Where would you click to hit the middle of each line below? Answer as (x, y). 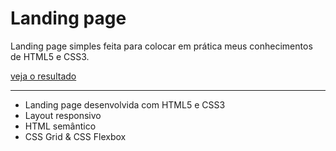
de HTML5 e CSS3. (50, 56)
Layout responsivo (63, 115)
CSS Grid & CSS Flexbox (75, 136)
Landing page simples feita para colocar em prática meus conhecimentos (161, 46)
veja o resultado (43, 76)
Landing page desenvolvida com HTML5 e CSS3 (125, 104)
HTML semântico (60, 126)
